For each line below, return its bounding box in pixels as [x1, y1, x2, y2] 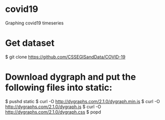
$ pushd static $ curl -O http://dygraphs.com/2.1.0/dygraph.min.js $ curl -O [5, 98, 161, 104]
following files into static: [5, 82, 113, 93]
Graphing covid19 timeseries [5, 20, 64, 26]
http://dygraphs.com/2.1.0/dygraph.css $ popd [5, 109, 101, 115]
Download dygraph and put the [5, 71, 136, 83]
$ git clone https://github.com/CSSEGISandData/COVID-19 [5, 54, 126, 60]
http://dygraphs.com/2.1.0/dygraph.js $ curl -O [5, 104, 101, 110]
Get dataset [5, 37, 55, 49]
